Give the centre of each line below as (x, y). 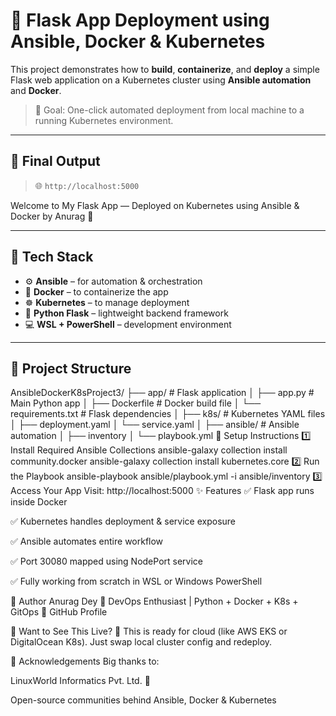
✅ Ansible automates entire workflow (87, 541)
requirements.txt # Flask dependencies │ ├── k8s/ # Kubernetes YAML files (168, 414)
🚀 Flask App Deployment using (140, 20)
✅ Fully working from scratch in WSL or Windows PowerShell (136, 581)
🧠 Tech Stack (52, 257)
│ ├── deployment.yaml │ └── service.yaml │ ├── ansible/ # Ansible (155, 425)
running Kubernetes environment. (104, 120)
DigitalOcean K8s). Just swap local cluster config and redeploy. (141, 642)
